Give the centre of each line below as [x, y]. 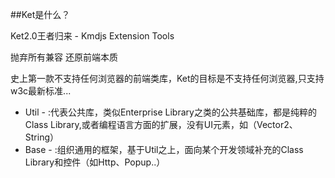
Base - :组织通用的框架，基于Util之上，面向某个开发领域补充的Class [164, 149]
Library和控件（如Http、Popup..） [95, 162]
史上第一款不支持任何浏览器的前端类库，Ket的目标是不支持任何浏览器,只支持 [167, 78]
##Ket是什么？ [40, 14]
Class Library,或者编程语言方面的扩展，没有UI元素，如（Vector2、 [161, 124]
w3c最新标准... [41, 91]
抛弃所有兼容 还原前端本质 [64, 57]
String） [42, 137]
